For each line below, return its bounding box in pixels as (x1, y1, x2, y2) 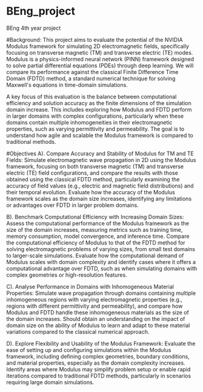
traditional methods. (6, 138, 56, 145)
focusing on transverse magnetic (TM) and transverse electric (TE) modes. (6, 49, 193, 56)
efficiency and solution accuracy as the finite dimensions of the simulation (6, 99, 192, 107)
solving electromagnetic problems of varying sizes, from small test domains (6, 245, 196, 252)
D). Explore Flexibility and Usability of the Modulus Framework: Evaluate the (6, 340, 196, 347)
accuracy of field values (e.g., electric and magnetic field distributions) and (6, 182, 194, 189)
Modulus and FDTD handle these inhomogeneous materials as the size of (6, 308, 189, 316)
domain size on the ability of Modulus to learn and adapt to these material (6, 322, 190, 329)
